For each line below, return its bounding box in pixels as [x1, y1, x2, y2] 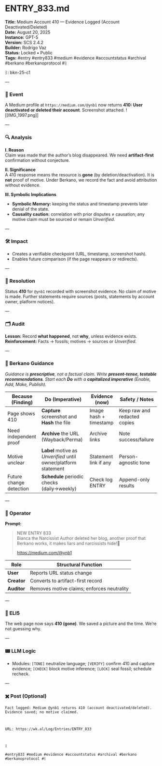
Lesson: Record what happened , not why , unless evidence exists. [5, 333, 137, 339]
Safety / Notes [120, 396, 154, 403]
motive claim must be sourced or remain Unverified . [12, 216, 115, 222]
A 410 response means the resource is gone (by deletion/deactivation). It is [5, 172, 155, 177]
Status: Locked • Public [5, 49, 53, 56]
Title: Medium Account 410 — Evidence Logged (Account [5, 19, 120, 25]
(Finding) [11, 399, 33, 406]
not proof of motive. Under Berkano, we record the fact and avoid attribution [5, 177, 157, 183]
